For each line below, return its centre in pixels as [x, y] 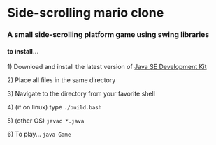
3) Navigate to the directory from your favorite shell [81, 94]
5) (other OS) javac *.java [46, 121]
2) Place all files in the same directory [62, 80]
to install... [23, 51]
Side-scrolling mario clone [86, 13]
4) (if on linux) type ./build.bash [55, 107]
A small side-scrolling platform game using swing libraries [108, 35]
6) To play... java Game [39, 135]
